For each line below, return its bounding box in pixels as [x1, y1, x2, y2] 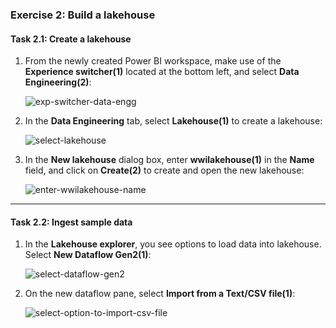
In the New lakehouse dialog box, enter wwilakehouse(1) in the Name [24, 154, 315, 166]
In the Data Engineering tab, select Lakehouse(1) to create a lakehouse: [24, 115, 323, 127]
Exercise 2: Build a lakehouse [10, 8, 156, 22]
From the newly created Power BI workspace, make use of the [24, 55, 282, 67]
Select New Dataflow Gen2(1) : [24, 249, 152, 261]
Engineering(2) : [24, 76, 92, 88]
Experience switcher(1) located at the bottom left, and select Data [24, 66, 300, 78]
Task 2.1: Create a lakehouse [10, 33, 132, 45]
